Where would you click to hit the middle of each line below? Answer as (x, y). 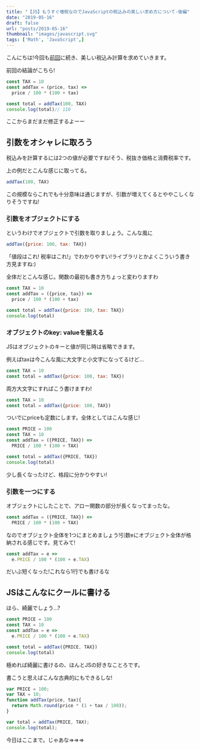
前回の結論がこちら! (31, 70)
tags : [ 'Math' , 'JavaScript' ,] (45, 40)
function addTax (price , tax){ (44, 700)
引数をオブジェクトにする (43, 219)
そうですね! (25, 202)
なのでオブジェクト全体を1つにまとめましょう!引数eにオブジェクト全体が (96, 535)
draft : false (22, 23)
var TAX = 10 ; (24, 694)
